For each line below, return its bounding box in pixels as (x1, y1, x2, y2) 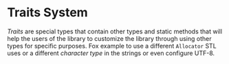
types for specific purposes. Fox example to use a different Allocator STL (7, 42, 217, 50)
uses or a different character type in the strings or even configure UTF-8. (7, 49, 215, 57)
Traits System (7, 5, 88, 20)
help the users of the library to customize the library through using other (7, 34, 212, 42)
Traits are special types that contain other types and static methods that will (7, 27, 222, 35)
